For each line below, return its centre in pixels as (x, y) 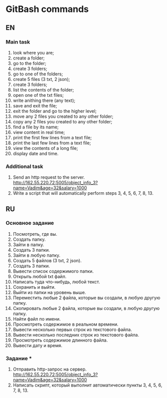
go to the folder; (29, 63)
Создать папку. (29, 239)
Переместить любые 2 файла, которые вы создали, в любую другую (86, 298)
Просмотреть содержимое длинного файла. (60, 340)
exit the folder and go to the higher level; (55, 111)
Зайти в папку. (28, 244)
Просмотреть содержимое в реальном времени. (66, 324)
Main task (18, 42)
